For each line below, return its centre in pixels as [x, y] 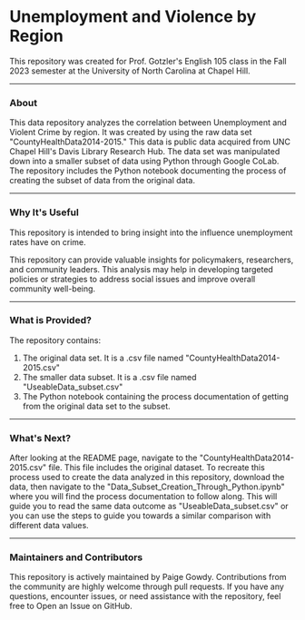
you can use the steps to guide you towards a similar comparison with [140, 516]
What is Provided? [51, 320]
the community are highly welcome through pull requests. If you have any [147, 586]
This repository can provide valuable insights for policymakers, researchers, [152, 260]
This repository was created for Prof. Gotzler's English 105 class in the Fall [148, 61]
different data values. [49, 526]
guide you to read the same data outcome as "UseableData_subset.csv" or [149, 507]
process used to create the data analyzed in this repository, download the [147, 477]
